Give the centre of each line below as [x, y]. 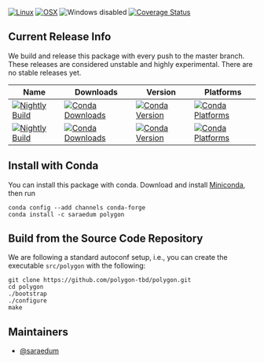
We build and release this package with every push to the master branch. [126, 56]
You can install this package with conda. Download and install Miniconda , [127, 184]
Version [161, 92]
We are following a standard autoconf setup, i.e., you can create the [118, 257]
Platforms [223, 92]
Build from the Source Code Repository [106, 239]
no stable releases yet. [45, 72]
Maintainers [38, 332]
